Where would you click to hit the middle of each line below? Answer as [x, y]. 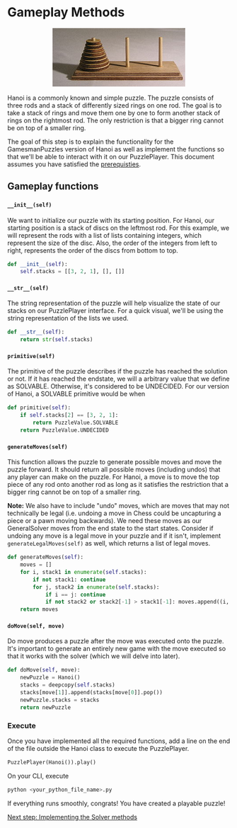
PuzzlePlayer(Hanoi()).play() [52, 762]
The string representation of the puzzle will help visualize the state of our [114, 303]
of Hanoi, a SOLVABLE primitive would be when [76, 394]
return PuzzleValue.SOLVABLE [76, 423]
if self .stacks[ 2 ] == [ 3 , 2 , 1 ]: [69, 415]
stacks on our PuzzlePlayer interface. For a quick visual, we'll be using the [116, 311]
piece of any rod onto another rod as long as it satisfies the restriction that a [118, 485]
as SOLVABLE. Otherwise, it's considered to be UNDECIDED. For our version [118, 386]
